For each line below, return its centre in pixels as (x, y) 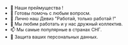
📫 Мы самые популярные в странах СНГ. (56, 30)
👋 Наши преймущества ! (37, 8)
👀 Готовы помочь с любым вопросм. (50, 13)
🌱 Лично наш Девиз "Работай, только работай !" (63, 18)
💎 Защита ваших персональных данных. (54, 37)
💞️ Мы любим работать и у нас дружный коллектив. (66, 24)
